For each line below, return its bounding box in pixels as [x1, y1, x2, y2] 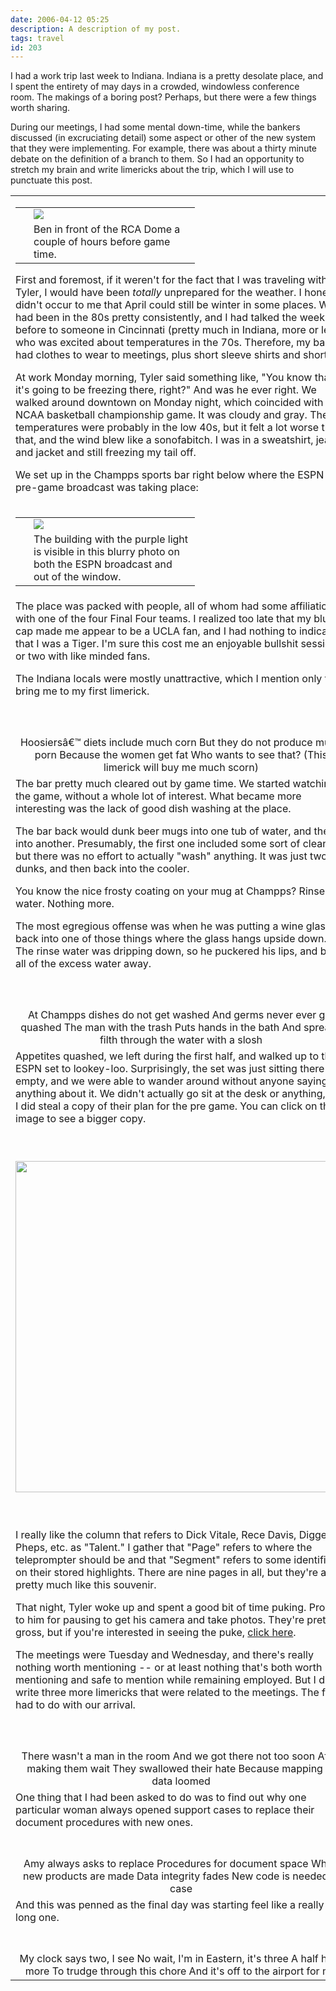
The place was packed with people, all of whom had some [15, 599, 288, 613]
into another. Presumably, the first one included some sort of [15, 837, 301, 851]
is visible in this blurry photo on [33, 545, 180, 559]
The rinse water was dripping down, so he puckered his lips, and [15, 944, 318, 958]
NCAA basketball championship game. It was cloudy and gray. [15, 408, 308, 422]
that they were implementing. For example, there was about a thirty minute [10, 142, 318, 155]
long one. [15, 1911, 60, 1925]
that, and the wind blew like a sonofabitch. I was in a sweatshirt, [15, 433, 314, 447]
